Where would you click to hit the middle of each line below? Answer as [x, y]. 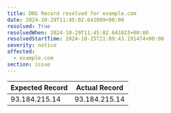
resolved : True [29, 26]
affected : [21, 52]
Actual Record [100, 88]
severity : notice [32, 45]
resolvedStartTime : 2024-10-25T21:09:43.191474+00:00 [86, 39]
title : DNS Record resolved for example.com [72, 13]
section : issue [29, 64]
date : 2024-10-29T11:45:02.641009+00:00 [66, 20]
